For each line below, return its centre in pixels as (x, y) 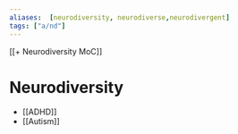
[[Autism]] (41, 121)
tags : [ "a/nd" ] (38, 26)
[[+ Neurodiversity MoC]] (56, 51)
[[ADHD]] (39, 112)
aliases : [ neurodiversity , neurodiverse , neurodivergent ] (119, 17)
